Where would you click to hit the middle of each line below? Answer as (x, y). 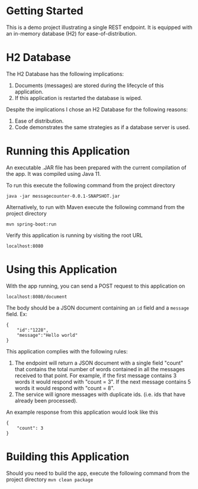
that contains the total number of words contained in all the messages (100, 369)
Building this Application (68, 456)
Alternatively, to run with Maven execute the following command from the (95, 207)
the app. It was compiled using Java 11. (54, 173)
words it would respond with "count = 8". (65, 388)
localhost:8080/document (37, 297)
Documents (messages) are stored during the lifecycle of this (89, 85)
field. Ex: (17, 314)
